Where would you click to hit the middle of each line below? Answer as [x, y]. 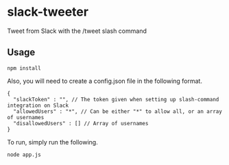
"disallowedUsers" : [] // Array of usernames [81, 123]
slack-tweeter [48, 12]
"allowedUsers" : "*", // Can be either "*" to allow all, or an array [118, 111]
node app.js [24, 155]
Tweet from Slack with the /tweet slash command [77, 31]
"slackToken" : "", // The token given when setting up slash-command [116, 99]
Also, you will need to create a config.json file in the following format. [105, 81]
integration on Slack [38, 105]
